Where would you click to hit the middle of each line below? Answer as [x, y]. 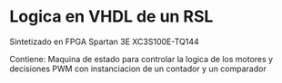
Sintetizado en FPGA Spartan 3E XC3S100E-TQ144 [104, 41]
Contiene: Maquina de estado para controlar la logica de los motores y [141, 59]
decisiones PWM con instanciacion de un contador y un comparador [138, 69]
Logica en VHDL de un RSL [111, 17]
